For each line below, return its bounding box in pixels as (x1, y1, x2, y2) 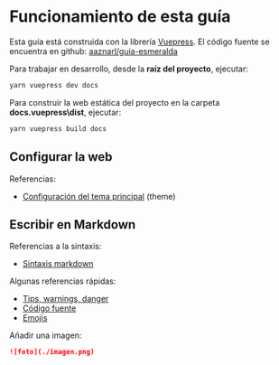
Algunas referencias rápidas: (9, 276, 116, 286)
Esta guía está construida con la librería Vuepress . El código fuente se (9, 36, 270, 47)
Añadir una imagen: (9, 330, 82, 341)
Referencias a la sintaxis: (9, 241, 102, 252)
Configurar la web (9, 149, 113, 164)
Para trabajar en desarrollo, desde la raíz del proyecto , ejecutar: (9, 63, 248, 74)
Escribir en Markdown (9, 217, 136, 232)
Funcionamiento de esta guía (9, 6, 231, 27)
